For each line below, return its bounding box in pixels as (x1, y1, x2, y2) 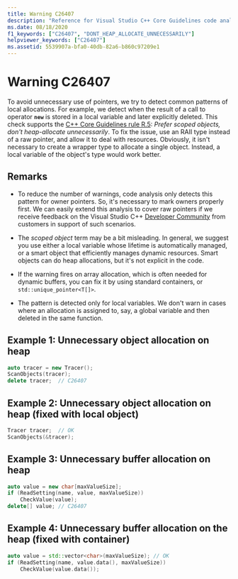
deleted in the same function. (17, 314, 103, 322)
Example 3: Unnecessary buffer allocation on (7, 453, 211, 465)
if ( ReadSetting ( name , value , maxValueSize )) (7, 490, 144, 497)
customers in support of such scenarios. (17, 219, 136, 228)
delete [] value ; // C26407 (7, 503, 87, 510)
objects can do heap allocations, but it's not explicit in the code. (17, 256, 204, 265)
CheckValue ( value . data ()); (20, 566, 100, 573)
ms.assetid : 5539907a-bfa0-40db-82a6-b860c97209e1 (7, 43, 160, 50)
